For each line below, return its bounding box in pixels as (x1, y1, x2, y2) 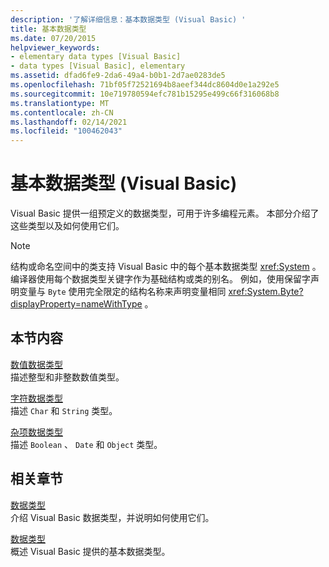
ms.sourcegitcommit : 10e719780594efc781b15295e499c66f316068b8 (10, 89, 280, 99)
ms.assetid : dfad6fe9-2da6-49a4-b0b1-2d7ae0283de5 (10, 71, 226, 81)
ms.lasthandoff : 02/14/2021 (10, 117, 128, 127)
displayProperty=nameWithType (10, 298, 143, 310)
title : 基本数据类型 (10, 24, 87, 34)
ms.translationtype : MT (10, 98, 110, 108)
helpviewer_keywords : (10, 42, 101, 53)
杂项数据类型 (10, 426, 63, 438)
